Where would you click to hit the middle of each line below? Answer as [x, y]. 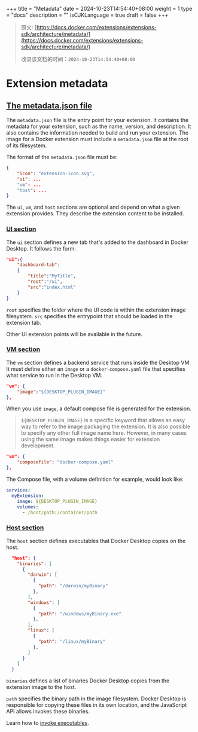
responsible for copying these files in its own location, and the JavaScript [97, 705]
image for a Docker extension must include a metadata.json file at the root [97, 139]
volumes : [28, 507]
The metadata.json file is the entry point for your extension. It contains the [98, 120]
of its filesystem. [27, 145]
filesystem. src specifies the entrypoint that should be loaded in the [89, 316]
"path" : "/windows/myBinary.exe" [80, 614]
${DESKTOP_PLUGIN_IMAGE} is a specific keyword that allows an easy [103, 420]
